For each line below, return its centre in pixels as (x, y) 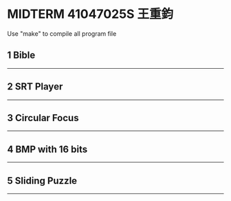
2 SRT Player (35, 87)
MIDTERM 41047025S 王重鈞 (90, 14)
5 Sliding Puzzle (42, 181)
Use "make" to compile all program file (62, 33)
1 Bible (21, 55)
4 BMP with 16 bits (47, 149)
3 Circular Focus (43, 118)
